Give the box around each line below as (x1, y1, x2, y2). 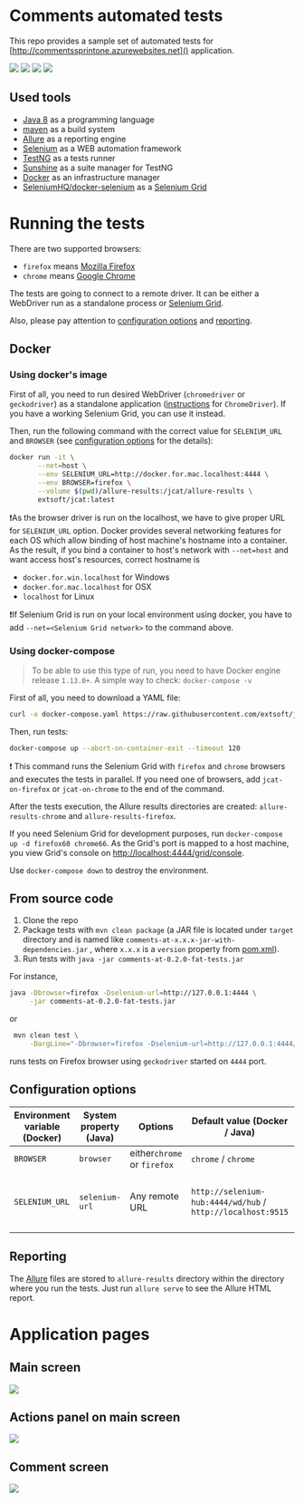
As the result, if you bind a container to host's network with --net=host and (9, 544, 290, 555)
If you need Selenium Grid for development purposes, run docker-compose (9, 828, 283, 839)
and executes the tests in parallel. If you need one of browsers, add (9, 774, 261, 785)
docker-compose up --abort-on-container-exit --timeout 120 (9, 744, 242, 753)
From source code (9, 891, 114, 907)
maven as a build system (22, 123, 116, 134)
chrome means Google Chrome (22, 270, 136, 281)
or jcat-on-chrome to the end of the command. (52, 783, 225, 794)
